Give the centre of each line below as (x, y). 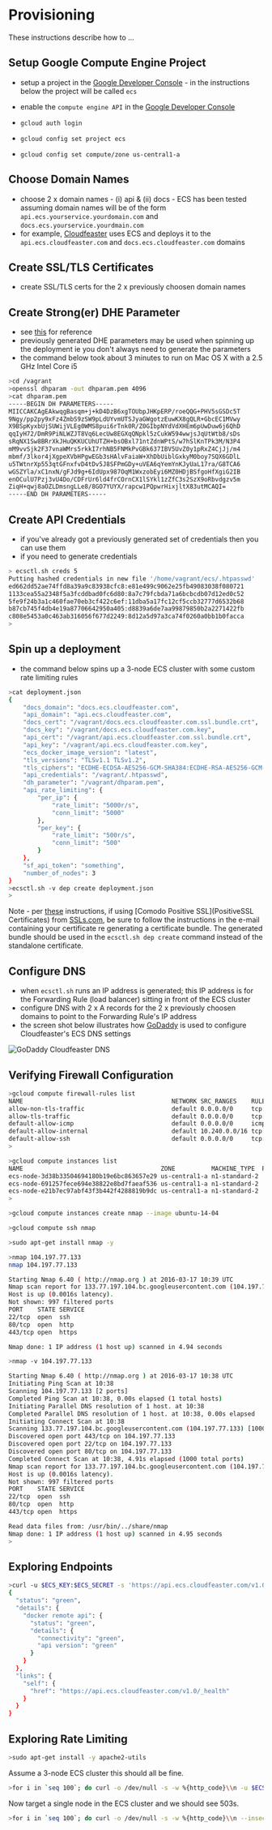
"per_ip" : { (58, 798)
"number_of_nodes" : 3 (59, 873)
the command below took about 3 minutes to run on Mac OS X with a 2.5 (141, 358)
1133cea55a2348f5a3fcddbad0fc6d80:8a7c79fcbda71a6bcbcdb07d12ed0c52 (126, 594)
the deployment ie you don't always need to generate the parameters (135, 349)
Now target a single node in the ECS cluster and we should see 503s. (124, 1803)
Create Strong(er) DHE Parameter (94, 313)
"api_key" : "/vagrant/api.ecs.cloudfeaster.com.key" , (115, 745)
